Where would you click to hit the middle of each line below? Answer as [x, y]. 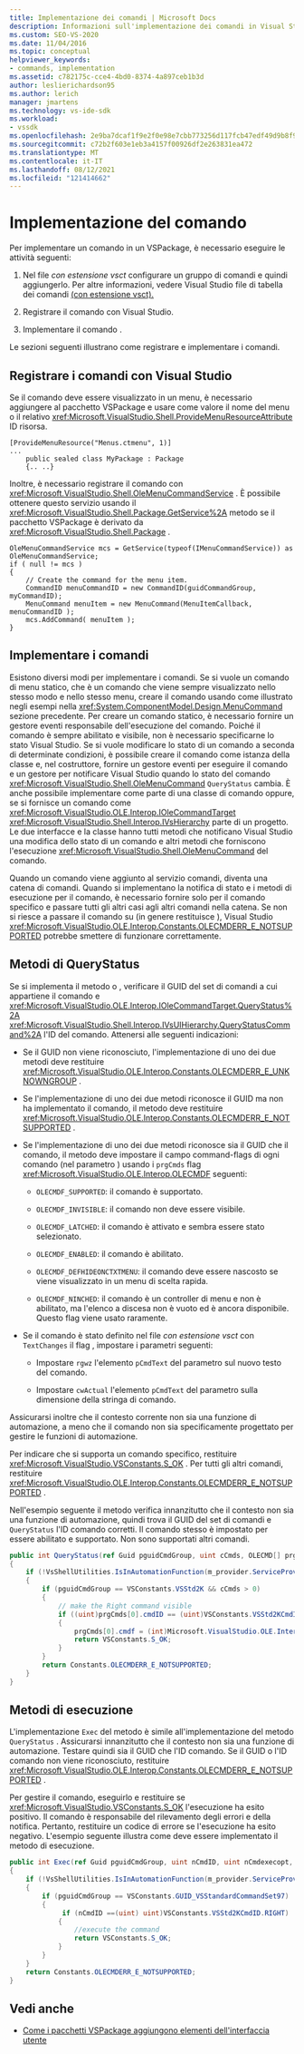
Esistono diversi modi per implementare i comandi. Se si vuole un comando [149, 677]
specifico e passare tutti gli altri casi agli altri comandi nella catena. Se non [148, 907]
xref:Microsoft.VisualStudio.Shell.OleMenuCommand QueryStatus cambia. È [150, 783]
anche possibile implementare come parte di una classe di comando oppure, [152, 793]
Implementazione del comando [128, 223]
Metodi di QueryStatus [75, 964]
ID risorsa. [28, 426]
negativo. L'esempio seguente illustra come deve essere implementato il [144, 1836]
